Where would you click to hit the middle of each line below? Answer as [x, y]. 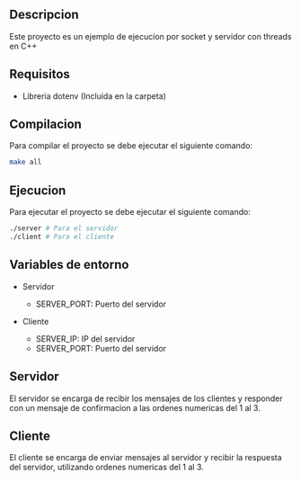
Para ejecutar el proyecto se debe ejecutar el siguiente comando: [130, 212]
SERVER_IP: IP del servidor [85, 338]
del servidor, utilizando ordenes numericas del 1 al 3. [106, 468]
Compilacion [46, 125]
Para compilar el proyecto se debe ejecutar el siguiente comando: [131, 146]
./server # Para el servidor [64, 228]
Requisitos [40, 74]
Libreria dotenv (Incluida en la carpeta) [94, 96]
